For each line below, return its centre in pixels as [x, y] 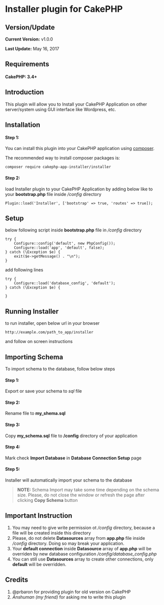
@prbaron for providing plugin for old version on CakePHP [71, 592]
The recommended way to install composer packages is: [63, 158]
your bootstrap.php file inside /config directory [53, 194]
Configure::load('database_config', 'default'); [65, 283]
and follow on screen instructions [39, 341]
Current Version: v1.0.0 [29, 39]
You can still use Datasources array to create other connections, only [83, 559]
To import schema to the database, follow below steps [60, 369]
